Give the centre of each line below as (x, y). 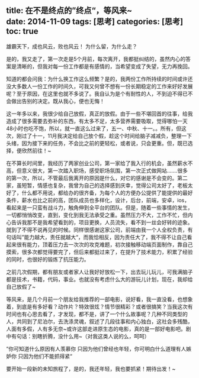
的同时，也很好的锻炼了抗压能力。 (48, 259)
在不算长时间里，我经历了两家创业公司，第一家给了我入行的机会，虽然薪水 (97, 163)
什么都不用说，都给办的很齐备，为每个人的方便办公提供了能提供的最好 (107, 193)
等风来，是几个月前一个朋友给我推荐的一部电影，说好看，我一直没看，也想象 (99, 299)
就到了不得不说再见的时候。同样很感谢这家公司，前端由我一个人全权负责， (97, 230)
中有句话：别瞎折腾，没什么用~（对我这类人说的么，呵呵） (78, 336)
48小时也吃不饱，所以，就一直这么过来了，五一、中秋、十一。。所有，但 (94, 128)
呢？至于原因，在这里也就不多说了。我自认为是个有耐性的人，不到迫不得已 (97, 93)
